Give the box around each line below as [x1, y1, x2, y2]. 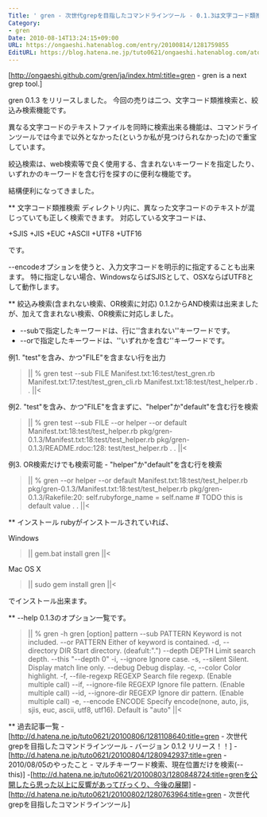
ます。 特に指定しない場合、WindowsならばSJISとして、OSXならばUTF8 [8, 272, 247, 281]
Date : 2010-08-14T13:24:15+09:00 [8, 33, 119, 42]
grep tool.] [8, 79, 43, 88]
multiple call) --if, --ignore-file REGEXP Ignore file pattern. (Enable [27, 680, 245, 689]
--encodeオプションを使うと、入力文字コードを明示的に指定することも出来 [8, 262, 255, 272]
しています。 [8, 143, 50, 151]
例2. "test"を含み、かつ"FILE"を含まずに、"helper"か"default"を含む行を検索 [8, 402, 259, 411]
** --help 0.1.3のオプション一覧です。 [8, 613, 131, 622]
